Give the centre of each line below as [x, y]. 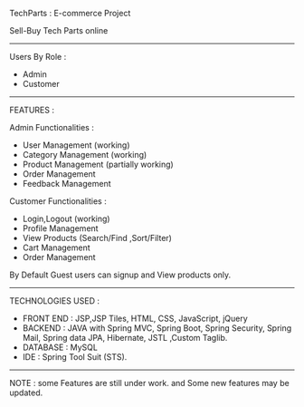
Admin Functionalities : [52, 127]
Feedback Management [66, 184]
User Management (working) [76, 145]
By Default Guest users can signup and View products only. [120, 275]
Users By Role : [38, 57]
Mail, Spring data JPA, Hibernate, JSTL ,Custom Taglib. [125, 338]
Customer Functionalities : [58, 201]
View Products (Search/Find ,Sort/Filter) [97, 238]
